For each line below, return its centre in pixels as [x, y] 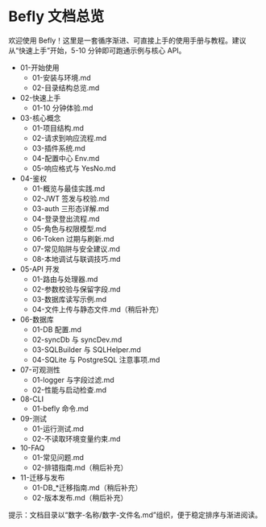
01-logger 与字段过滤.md [73, 380]
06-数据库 [37, 319]
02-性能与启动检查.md [69, 390]
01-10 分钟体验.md [62, 108]
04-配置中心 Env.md [66, 158]
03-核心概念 [40, 118]
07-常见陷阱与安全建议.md [76, 249]
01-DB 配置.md [57, 329]
